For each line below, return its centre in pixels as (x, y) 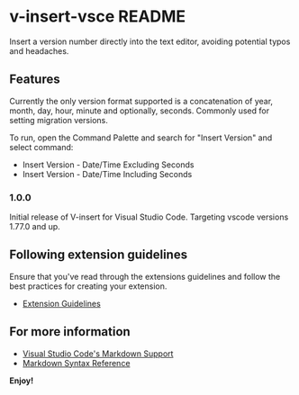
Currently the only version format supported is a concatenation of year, (141, 101)
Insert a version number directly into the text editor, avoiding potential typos (150, 41)
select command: (41, 147)
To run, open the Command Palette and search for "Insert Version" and (141, 138)
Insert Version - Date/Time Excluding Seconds (108, 165)
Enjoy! (22, 381)
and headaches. (39, 50)
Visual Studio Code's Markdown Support (98, 354)
